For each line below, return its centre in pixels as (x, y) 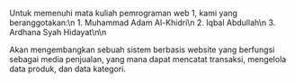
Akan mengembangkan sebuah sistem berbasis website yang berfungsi (142, 50)
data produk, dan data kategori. (67, 69)
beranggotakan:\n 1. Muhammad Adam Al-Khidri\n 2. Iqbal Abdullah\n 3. (143, 23)
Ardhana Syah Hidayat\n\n (58, 32)
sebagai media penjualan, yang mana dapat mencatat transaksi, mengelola (148, 59)
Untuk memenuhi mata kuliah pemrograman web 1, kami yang (124, 13)
